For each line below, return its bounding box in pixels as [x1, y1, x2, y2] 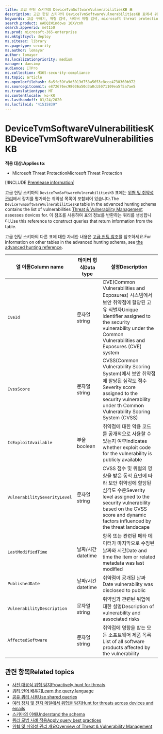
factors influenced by [102, 518, 151, 524]
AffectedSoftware [7, 637, 48, 643]
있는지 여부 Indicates [102, 437, 147, 444]
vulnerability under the [102, 324, 154, 331]
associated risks [102, 615, 140, 622]
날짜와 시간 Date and [102, 547, 147, 554]
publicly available [102, 456, 142, 463]
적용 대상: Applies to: [5, 160, 46, 166]
